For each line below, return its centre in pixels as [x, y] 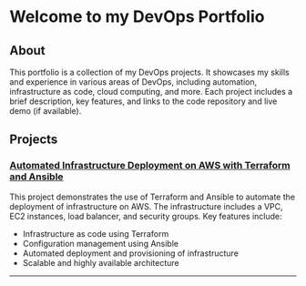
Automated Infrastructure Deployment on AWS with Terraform [150, 166]
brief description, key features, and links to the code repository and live [143, 101]
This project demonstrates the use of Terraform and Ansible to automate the [153, 197]
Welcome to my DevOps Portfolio [137, 17]
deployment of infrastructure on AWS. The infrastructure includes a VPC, [147, 206]
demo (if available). [46, 111]
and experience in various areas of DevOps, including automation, [133, 82]
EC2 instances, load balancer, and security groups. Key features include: [146, 216]
